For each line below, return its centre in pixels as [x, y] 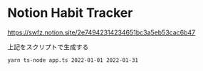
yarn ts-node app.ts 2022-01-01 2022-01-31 [73, 60]
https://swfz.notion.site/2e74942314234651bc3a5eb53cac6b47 [101, 32]
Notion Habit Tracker [70, 13]
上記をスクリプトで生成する [48, 46]
